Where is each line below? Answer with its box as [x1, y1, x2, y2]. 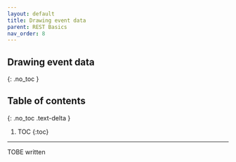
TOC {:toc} [17, 127, 49, 136]
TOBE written [7, 147, 46, 156]
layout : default [7, 10, 55, 18]
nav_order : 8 [7, 30, 46, 37]
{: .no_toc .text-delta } [7, 113, 71, 122]
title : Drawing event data [7, 17, 86, 24]
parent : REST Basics [7, 23, 68, 30]
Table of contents [7, 95, 86, 107]
